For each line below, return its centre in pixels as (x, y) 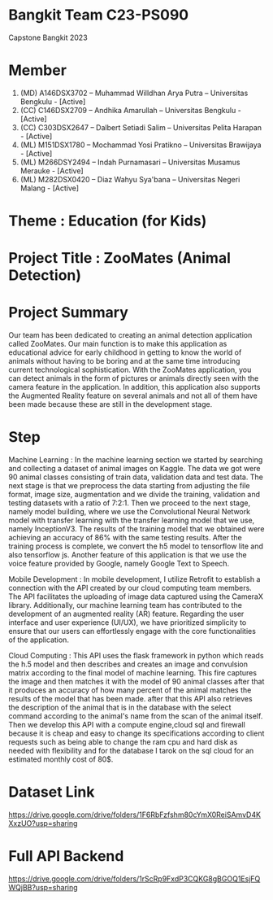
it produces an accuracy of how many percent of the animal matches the (130, 690)
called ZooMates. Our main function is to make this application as (118, 344)
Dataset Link (52, 792)
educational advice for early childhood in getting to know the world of (125, 352)
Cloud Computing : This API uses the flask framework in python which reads (136, 656)
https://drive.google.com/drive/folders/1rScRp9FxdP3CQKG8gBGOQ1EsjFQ (134, 879)
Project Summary (68, 313)
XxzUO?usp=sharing (43, 824)
